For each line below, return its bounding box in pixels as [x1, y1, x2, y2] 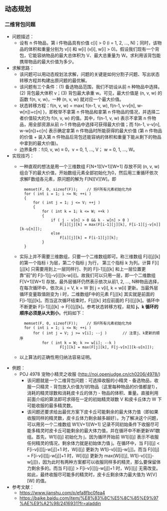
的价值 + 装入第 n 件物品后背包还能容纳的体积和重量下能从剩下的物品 [19, 134, 161, 140]
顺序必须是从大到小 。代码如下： [19, 310, 85, 316]
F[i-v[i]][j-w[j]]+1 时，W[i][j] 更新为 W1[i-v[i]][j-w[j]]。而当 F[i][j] [26, 446, 159, 452]
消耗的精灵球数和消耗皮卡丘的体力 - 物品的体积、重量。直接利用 [26, 390, 158, 396]
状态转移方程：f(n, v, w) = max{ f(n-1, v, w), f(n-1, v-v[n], [19, 102, 136, 108]
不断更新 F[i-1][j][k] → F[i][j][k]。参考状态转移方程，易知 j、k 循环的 [19, 303, 158, 310]
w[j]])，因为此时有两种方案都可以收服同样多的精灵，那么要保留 [26, 459, 157, 465]
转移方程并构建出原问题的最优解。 [19, 77, 90, 83]
